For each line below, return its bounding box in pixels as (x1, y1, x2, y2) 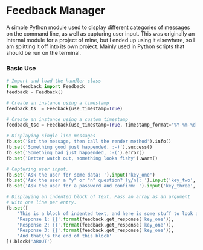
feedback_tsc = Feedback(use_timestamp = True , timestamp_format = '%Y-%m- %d (6, 122, 196, 128)
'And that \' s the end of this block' (17, 233, 112, 239)
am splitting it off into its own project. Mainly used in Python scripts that (6, 43, 185, 50)
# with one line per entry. (6, 199, 77, 205)
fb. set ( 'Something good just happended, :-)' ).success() (6, 144, 153, 151)
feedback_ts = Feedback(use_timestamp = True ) (6, 105, 123, 111)
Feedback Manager (6, 4, 106, 17)
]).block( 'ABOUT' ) (6, 239, 53, 245)
